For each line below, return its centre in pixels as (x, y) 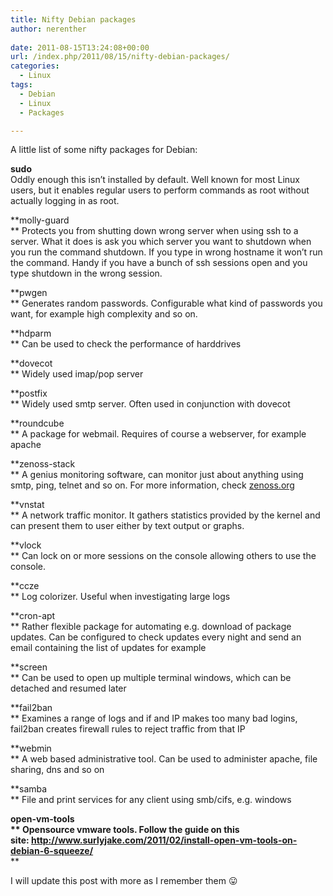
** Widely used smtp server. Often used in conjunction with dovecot (150, 404)
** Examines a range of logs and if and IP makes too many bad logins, (154, 718)
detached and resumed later (68, 688)
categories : (35, 66)
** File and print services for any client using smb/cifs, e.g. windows (151, 800)
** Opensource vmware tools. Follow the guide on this (125, 830)
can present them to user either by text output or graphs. (127, 526)
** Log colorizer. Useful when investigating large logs (120, 597)
